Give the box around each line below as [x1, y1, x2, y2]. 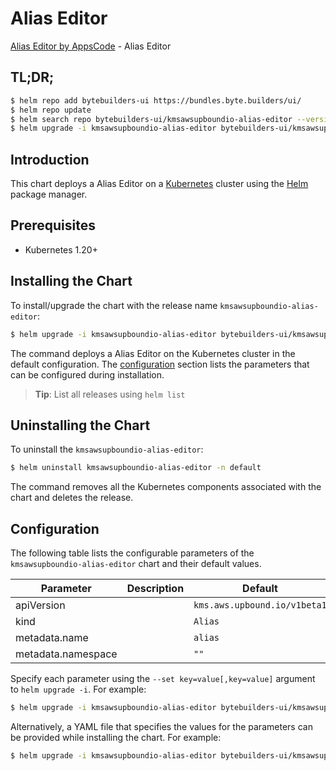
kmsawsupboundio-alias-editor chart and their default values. [10, 558, 262, 570]
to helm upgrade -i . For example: [10, 683, 147, 696]
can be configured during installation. [10, 368, 165, 381]
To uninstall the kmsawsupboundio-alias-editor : [10, 443, 204, 456]
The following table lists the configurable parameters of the [10, 547, 255, 559]
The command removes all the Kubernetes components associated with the [10, 481, 322, 493]
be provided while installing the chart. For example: [10, 731, 222, 743]
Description [126, 582, 185, 596]
